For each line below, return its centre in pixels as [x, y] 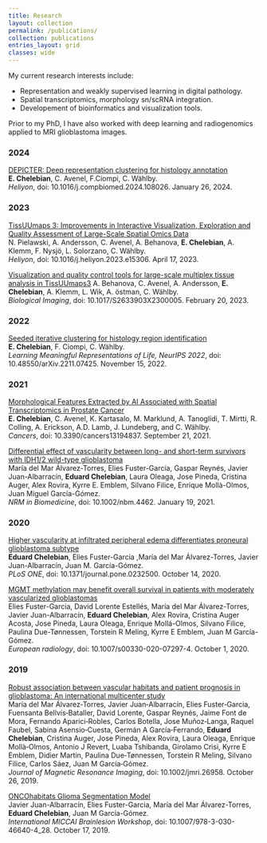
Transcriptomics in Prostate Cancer [67, 410]
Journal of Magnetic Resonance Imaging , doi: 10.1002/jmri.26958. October [131, 772]
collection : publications [51, 38]
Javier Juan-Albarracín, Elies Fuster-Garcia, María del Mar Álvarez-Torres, [130, 805]
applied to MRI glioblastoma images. [68, 132]
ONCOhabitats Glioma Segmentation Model [79, 796]
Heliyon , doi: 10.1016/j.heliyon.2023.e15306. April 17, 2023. [104, 259]
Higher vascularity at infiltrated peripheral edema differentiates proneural [128, 540]
